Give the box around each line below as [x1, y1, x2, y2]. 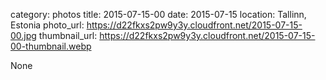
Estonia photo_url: [10, 19, 85, 31]
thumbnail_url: [38, 30, 98, 41]
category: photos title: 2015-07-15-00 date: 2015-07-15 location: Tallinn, [10, 9, 307, 20]
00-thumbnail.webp [10, 40, 92, 52]
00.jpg [10, 30, 37, 41]
